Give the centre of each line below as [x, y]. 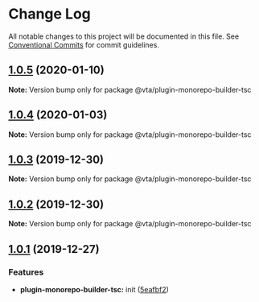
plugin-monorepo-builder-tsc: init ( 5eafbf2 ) [94, 289]
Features [26, 272]
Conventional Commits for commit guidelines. [84, 44]
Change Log [49, 14]
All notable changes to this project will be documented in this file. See [124, 36]
